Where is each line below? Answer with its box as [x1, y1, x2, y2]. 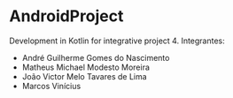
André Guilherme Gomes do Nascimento [21, 52, 170, 63]
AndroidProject [9, 6, 124, 26]
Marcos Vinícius [21, 80, 82, 91]
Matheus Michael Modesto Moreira [21, 62, 151, 72]
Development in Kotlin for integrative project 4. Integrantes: [9, 35, 226, 46]
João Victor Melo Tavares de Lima [21, 71, 148, 81]
